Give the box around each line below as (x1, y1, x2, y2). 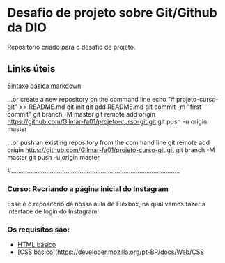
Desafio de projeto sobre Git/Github (7, 5, 217, 21)
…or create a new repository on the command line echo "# (7, 95, 176, 103)
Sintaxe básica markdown (7, 82, 82, 90)
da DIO (7, 20, 47, 36)
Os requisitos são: (7, 225, 70, 234)
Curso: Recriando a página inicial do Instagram (7, 183, 169, 193)
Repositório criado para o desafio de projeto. (7, 43, 136, 51)
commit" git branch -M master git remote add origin (7, 110, 155, 118)
